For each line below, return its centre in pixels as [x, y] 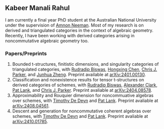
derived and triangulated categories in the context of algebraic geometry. [79, 30]
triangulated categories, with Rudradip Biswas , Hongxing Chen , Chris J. [84, 69]
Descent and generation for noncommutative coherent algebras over [82, 111]
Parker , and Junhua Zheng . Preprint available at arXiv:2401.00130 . [79, 75]
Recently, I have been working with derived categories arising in [70, 35]
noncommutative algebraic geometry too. [47, 41]
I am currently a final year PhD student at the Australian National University [81, 20]
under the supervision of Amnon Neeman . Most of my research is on [74, 25]
